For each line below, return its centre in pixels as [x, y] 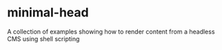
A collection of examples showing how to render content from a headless [111, 32]
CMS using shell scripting [43, 38]
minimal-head [48, 13]
